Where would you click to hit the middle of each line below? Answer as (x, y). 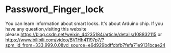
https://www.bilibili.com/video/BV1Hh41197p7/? (55, 40)
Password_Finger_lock (55, 9)
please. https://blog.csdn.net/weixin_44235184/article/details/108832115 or (84, 34)
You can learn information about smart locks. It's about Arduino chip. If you (84, 23)
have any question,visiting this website (46, 29)
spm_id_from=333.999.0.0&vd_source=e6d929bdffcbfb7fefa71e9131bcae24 (86, 45)
